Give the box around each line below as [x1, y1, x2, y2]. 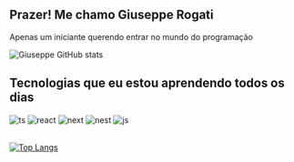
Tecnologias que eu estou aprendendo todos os [9, 76, 285, 91]
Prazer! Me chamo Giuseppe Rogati [9, 7, 214, 23]
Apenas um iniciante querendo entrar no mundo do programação [9, 31, 253, 42]
